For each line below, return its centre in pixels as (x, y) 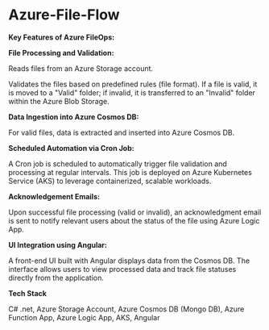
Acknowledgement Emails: (54, 196)
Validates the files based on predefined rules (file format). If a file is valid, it (133, 84)
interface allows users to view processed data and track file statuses (122, 269)
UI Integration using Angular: (58, 244)
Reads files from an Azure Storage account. (81, 68)
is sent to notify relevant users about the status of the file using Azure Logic (134, 220)
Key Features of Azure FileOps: (62, 37)
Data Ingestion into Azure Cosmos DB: (74, 117)
